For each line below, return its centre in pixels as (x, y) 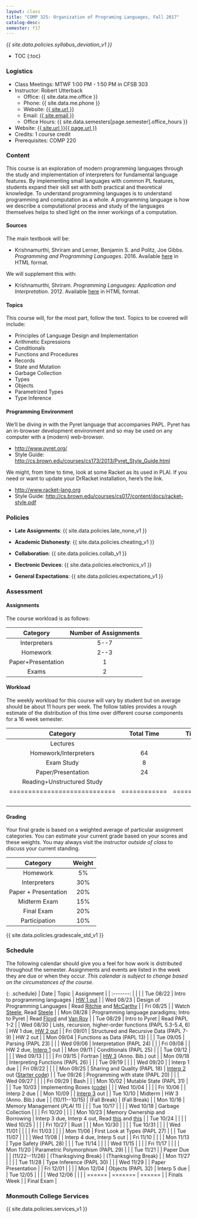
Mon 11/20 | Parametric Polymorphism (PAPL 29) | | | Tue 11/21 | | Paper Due (98, 1149)
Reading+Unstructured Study (62, 782)
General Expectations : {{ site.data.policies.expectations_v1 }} (89, 576)
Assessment (24, 591)
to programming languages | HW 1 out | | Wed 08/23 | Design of (83, 999)
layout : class (23, 11)
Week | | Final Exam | (32, 1181)
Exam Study (62, 763)
